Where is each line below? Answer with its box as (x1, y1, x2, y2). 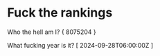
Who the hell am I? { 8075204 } (7, 28, 96, 36)
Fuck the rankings (7, 5, 113, 21)
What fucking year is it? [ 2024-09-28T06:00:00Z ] (7, 41, 154, 49)
